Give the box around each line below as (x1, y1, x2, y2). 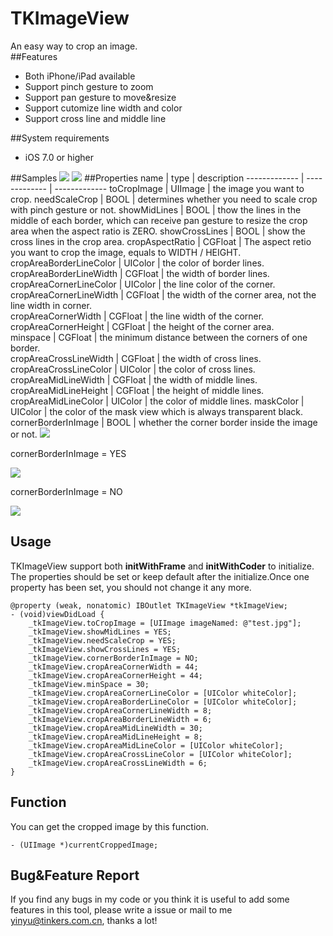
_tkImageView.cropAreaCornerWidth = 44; (28, 662, 199, 672)
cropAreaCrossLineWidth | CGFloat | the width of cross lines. (10, 352, 262, 364)
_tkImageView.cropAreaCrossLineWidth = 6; (28, 758, 208, 768)
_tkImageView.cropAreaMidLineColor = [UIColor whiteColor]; (28, 740, 284, 751)
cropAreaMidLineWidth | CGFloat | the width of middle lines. (10, 373, 258, 386)
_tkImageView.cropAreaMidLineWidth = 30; (28, 723, 203, 733)
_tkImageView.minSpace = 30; (28, 679, 150, 689)
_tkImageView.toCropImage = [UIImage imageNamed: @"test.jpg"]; (28, 618, 302, 628)
